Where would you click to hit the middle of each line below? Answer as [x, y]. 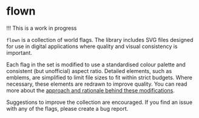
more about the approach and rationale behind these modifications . [90, 90]
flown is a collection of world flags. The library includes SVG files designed [100, 40]
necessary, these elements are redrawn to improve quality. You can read [97, 84]
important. [19, 52]
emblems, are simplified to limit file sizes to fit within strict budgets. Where [99, 77]
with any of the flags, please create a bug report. [67, 108]
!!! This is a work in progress [42, 28]
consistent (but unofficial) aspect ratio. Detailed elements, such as [89, 71]
